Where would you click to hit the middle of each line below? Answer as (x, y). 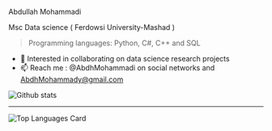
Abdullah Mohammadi (45, 12)
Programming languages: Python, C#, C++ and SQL (114, 43)
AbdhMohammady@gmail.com (72, 79)
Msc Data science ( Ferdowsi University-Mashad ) (92, 27)
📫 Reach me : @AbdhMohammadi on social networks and (117, 68)
